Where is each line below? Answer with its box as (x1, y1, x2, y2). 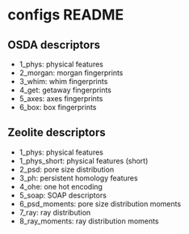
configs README (7, 6, 124, 24)
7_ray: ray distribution (19, 207, 91, 217)
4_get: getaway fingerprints (19, 85, 112, 95)
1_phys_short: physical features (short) (19, 155, 149, 165)
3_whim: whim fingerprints (19, 77, 108, 86)
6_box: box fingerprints (19, 103, 97, 112)
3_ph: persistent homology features (19, 172, 138, 183)
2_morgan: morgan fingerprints (19, 68, 124, 78)
